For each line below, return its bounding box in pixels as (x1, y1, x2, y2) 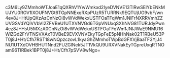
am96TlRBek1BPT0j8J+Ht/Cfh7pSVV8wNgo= (5, 47, 100, 53)
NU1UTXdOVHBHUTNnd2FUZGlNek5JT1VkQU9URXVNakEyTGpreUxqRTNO (5, 42, 165, 47)
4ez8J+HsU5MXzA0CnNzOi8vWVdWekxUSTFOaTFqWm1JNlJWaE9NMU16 (5, 26, 163, 32)
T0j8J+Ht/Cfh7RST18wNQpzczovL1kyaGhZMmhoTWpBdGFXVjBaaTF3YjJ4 (5, 36, 162, 42)
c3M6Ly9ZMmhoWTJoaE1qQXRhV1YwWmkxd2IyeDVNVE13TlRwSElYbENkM (5, 5, 165, 10)
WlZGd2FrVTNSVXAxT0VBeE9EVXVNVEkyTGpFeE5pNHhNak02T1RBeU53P (5, 31, 165, 37)
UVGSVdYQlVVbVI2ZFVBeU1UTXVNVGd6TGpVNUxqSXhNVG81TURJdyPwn (5, 20, 165, 26)
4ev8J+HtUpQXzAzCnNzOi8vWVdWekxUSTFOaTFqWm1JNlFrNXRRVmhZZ (5, 15, 163, 21)
